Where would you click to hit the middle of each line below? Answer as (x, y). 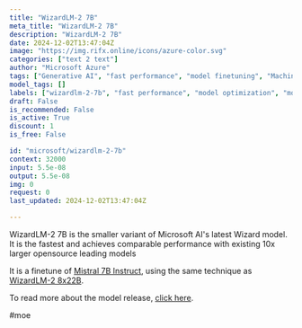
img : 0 (22, 184)
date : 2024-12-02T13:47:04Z (62, 43)
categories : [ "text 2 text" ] (64, 59)
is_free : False (38, 135)
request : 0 (30, 193)
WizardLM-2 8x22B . (46, 280)
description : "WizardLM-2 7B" (66, 34)
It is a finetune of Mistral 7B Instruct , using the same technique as (131, 271)
